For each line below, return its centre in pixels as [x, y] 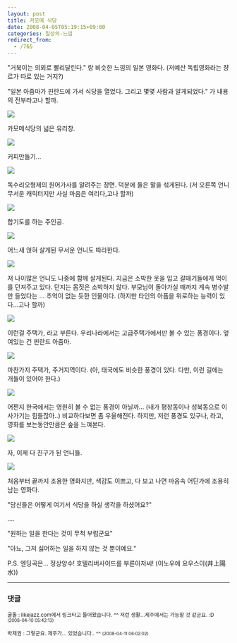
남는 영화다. [24, 490]
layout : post [26, 14]
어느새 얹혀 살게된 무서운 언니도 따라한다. [64, 250]
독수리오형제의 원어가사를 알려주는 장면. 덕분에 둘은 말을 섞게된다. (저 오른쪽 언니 [119, 185]
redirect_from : [30, 40]
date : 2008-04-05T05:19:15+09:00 [56, 27]
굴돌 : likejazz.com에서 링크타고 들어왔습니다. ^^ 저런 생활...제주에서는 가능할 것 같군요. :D [111, 615]
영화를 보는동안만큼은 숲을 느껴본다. [56, 424]
